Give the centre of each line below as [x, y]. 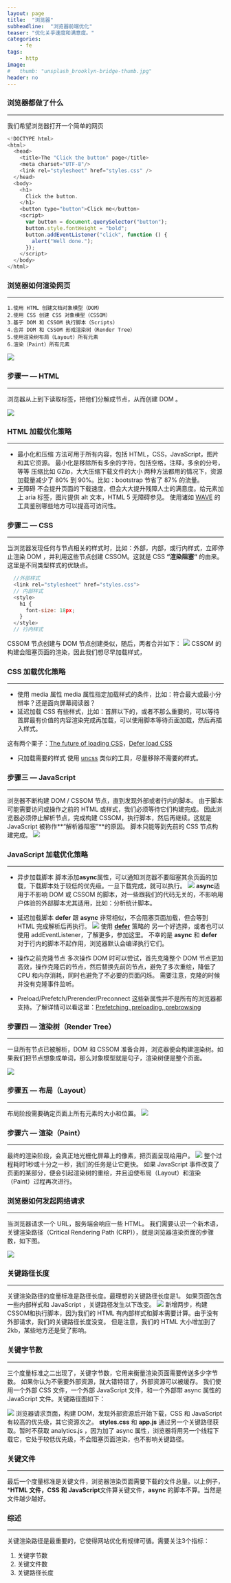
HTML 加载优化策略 [40, 431]
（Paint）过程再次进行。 [42, 1181]
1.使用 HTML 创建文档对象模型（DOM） [55, 308]
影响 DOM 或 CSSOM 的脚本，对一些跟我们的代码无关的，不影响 [126, 894]
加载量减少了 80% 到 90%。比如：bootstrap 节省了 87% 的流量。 [110, 480]
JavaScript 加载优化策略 [47, 855]
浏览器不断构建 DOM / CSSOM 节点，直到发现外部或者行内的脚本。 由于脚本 [115, 800]
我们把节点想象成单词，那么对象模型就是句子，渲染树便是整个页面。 [109, 1058]
